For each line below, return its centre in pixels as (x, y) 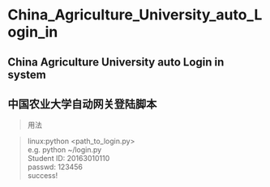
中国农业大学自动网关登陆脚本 (82, 104)
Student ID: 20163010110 (69, 159)
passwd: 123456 (55, 167)
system (27, 74)
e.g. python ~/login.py (64, 150)
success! (43, 176)
